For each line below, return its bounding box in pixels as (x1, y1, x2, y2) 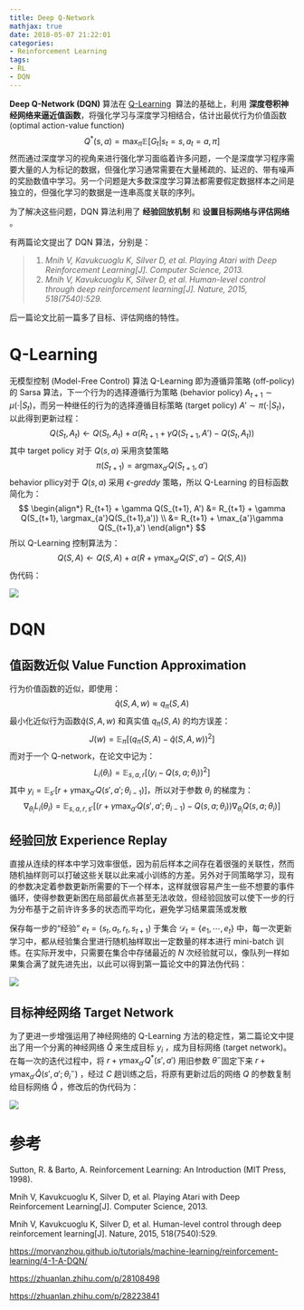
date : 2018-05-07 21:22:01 (9, 30, 111, 39)
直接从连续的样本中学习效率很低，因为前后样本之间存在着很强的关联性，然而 (9, 859, 295, 869)
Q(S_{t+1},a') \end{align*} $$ (98, 522, 206, 533)
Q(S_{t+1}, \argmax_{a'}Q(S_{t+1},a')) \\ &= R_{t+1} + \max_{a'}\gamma (20, 513, 283, 524)
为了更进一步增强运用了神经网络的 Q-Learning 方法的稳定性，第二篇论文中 (9, 1030, 287, 1041)
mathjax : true (9, 22, 63, 31)
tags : (9, 55, 30, 64)
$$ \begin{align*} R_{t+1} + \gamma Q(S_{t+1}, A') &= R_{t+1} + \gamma (18, 503, 286, 514)
